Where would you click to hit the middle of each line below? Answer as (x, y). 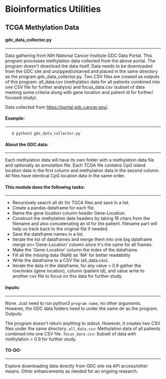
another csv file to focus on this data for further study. (67, 276)
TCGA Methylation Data (42, 27)
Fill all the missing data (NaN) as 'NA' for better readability (71, 255)
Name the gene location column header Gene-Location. (69, 213)
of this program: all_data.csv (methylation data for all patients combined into (83, 82)
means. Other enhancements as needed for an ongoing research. (72, 371)
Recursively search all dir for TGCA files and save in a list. (71, 203)
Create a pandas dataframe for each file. (54, 208)
